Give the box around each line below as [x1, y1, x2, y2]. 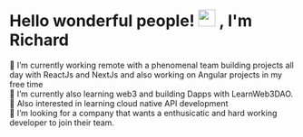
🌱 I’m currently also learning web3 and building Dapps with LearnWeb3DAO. [9, 88, 294, 99]
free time [9, 78, 44, 89]
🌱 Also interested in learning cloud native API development [9, 97, 229, 108]
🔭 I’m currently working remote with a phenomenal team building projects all [9, 59, 295, 70]
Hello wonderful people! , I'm [9, 11, 252, 32]
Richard [9, 30, 70, 50]
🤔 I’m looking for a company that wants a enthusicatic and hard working [9, 107, 278, 118]
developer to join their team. [9, 117, 115, 128]
